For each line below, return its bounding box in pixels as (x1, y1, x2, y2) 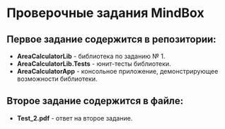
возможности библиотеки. (16, 74, 98, 83)
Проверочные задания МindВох (6, 5, 204, 21)
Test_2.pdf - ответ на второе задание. (16, 113, 133, 122)
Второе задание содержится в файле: (6, 95, 184, 107)
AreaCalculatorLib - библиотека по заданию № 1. (16, 52, 166, 60)
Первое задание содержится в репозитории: (6, 33, 217, 45)
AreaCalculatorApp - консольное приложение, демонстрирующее (16, 67, 219, 75)
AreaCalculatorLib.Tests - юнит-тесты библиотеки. (16, 60, 171, 68)
